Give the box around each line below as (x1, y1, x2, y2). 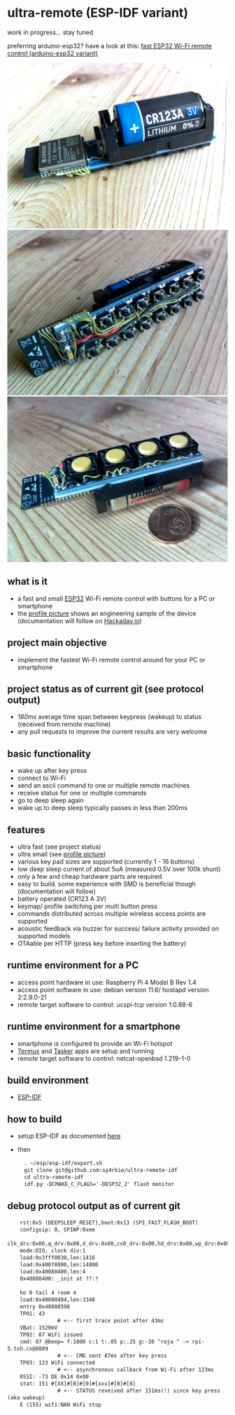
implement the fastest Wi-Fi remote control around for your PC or (17, 655, 206, 664)
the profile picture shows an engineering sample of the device (17, 609, 197, 618)
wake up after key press (17, 767, 87, 775)
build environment (7, 1075, 89, 1087)
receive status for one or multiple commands (17, 789, 147, 797)
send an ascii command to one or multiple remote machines (17, 781, 190, 790)
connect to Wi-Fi (17, 774, 66, 782)
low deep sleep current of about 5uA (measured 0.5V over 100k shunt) (17, 865, 221, 873)
